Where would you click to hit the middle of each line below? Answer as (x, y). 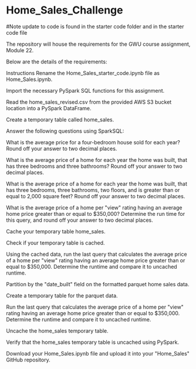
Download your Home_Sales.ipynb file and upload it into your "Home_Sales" (98, 353)
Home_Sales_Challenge (65, 10)
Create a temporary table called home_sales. (60, 119)
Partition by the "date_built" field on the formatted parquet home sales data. (98, 284)
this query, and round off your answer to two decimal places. (80, 220)
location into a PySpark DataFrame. (49, 108)
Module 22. (20, 50)
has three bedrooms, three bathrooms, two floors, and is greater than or (93, 190)
